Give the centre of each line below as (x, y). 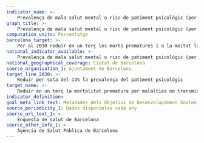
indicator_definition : (35, 97)
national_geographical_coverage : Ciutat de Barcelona (76, 63)
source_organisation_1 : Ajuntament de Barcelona (69, 68)
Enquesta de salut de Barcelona (58, 119)
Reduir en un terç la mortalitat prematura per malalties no (96, 91)
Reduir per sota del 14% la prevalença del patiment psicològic (100, 80)
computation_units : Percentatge (47, 35)
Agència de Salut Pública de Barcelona (68, 131)
